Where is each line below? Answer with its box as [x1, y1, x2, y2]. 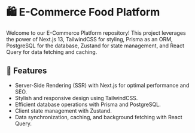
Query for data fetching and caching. [6, 48, 97, 55]
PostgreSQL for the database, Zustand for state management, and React [6, 42, 184, 49]
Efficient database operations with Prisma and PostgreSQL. [14, 101, 161, 108]
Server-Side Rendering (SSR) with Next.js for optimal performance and [14, 81, 190, 89]
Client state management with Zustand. [14, 107, 112, 114]
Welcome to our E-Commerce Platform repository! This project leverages [6, 29, 187, 37]
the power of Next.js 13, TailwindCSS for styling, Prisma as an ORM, [6, 35, 173, 43]
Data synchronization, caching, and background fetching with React [14, 113, 182, 120]
